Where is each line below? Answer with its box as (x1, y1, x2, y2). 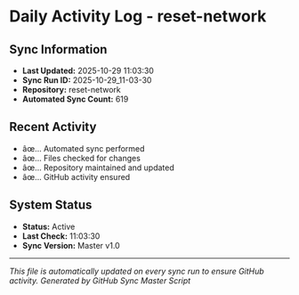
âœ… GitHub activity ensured (21, 171, 131, 182)
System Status (9, 198, 93, 213)
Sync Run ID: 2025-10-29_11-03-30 (21, 75, 152, 86)
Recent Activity (9, 119, 97, 135)
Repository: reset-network (21, 85, 122, 94)
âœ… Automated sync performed (21, 143, 145, 153)
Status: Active (21, 221, 76, 232)
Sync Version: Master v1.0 (21, 240, 120, 250)
